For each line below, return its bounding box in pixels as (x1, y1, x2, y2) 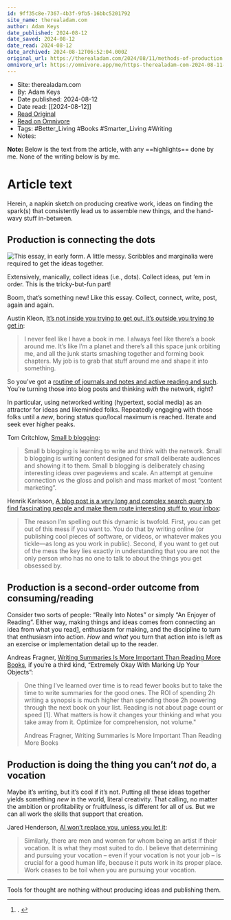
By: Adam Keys (16, 88, 60, 96)
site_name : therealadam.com (7, 17, 88, 23)
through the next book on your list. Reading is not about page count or (23, 703, 223, 712)
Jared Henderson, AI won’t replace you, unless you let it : (7, 823, 168, 831)
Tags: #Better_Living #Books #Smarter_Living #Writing (16, 124, 173, 132)
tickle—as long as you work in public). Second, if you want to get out (23, 539, 219, 548)
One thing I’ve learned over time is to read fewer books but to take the (23, 681, 223, 690)
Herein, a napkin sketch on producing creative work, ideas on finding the (7, 199, 213, 208)
